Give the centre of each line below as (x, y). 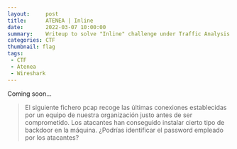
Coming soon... (29, 94)
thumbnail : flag (31, 47)
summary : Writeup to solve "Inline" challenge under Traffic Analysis (119, 34)
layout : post (33, 14)
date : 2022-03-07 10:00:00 (57, 27)
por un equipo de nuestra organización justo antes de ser (109, 115)
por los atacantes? (52, 137)
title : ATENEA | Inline (50, 21)
